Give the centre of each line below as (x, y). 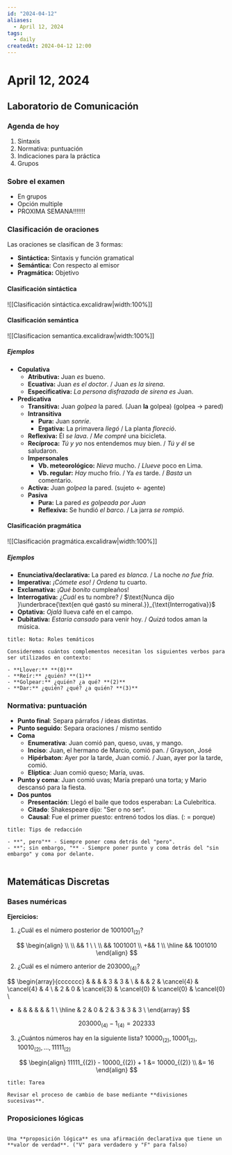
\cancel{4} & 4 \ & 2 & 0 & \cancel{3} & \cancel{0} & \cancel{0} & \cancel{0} (116, 989)
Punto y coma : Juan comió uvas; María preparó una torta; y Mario (112, 780)
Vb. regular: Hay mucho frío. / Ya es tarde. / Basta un (115, 473)
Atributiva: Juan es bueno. (66, 376)
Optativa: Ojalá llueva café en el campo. (75, 612)
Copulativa (33, 369)
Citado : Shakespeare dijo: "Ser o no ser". (86, 809)
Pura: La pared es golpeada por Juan (92, 502)
